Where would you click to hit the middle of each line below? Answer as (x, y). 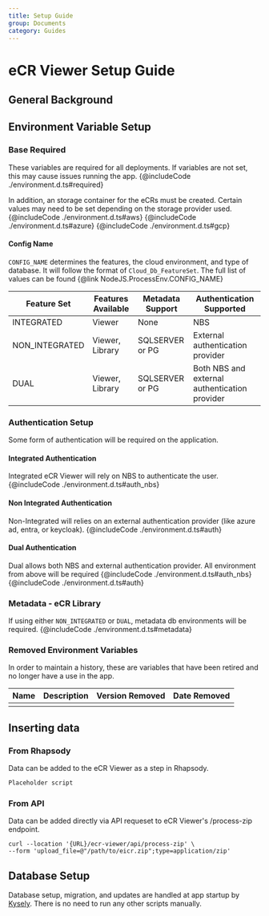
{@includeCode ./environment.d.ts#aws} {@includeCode (102, 217)
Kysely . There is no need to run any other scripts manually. (105, 904)
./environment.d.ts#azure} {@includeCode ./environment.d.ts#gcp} (119, 225)
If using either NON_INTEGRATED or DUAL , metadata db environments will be (127, 621)
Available (111, 308)
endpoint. (24, 829)
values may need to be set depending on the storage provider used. (120, 209)
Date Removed (202, 696)
